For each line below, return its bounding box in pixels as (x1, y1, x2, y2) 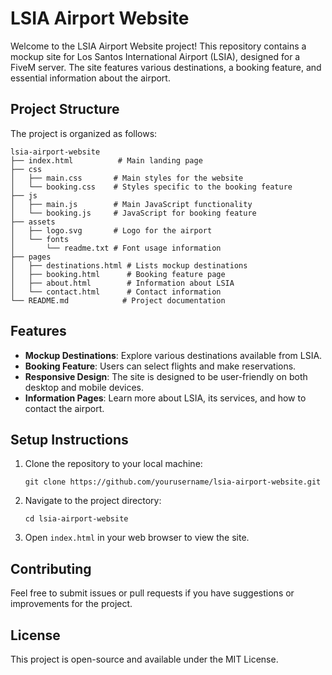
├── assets (10, 217, 56, 227)
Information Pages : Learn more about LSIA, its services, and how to (24, 392, 307, 404)
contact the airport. (24, 402, 105, 414)
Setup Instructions (10, 431, 129, 448)
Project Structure (10, 101, 120, 118)
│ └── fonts (10, 234, 70, 244)
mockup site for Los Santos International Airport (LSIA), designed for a (10, 50, 301, 62)
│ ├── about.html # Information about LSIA (10, 278, 235, 288)
